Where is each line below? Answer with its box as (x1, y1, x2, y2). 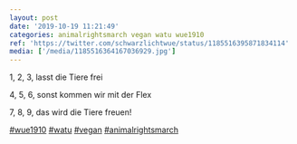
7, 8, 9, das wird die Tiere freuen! (9, 107, 132, 118)
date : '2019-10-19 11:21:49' (9, 22, 120, 31)
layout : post (9, 13, 59, 23)
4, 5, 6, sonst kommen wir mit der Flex (9, 90, 152, 101)
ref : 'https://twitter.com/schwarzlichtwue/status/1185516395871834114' (9, 38, 290, 48)
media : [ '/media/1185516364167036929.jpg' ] (9, 47, 177, 56)
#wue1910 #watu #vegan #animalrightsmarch (9, 124, 179, 136)
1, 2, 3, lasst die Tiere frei (9, 72, 103, 82)
